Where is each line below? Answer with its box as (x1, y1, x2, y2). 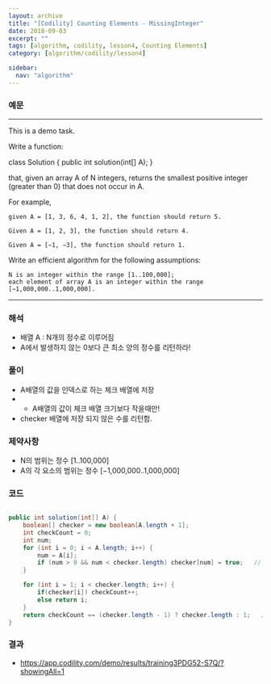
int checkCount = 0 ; (23, 528, 92, 537)
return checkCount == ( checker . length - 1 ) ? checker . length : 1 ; (23, 611, 251, 619)
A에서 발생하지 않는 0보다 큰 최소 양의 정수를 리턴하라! (19, 342, 191, 352)
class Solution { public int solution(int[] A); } (8, 157, 153, 167)
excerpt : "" (8, 34, 48, 43)
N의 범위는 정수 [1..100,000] (19, 455, 110, 465)
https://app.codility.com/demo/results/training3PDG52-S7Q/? (19, 657, 224, 667)
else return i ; (37, 595, 89, 604)
